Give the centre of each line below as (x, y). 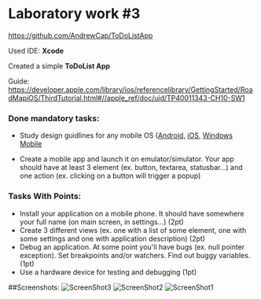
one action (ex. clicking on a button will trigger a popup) (110, 176)
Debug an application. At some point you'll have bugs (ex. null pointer (132, 247)
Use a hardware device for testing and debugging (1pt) (108, 271)
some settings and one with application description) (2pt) (112, 238)
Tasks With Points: (45, 196)
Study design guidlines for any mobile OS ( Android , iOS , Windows (126, 135)
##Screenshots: (34, 287)
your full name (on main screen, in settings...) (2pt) (102, 222)
